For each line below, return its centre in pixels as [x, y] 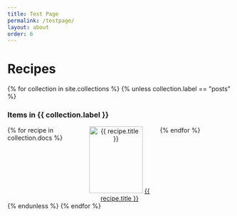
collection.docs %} [35, 138]
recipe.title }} [120, 199]
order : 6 [20, 34]
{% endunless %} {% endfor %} [54, 206]
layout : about [28, 27]
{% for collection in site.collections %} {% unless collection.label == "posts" [119, 89]
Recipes [32, 69]
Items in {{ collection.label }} [58, 115]
